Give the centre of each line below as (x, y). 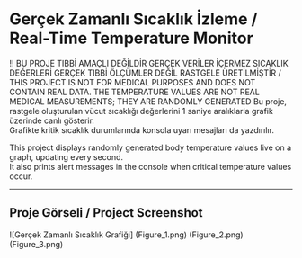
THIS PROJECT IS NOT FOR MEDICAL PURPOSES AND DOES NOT (133, 82)
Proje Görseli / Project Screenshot (107, 213)
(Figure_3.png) (36, 244)
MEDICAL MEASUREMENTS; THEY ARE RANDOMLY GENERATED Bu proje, (148, 101)
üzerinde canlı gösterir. (52, 120)
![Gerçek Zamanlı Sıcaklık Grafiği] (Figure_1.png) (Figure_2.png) (127, 235)
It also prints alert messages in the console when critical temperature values (151, 166)
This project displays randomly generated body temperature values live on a (151, 147)
